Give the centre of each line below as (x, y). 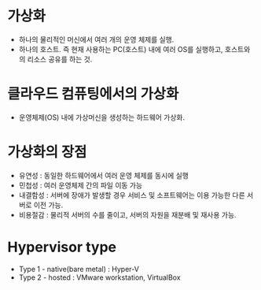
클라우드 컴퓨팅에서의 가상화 (93, 94)
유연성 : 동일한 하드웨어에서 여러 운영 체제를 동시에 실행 (104, 175)
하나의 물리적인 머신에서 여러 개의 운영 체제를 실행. (96, 39)
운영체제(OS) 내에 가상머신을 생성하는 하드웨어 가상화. (102, 117)
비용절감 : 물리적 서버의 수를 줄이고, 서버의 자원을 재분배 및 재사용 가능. (127, 214)
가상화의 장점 (47, 152)
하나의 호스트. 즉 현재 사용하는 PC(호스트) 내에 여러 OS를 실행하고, (121, 49)
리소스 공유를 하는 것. (60, 59)
